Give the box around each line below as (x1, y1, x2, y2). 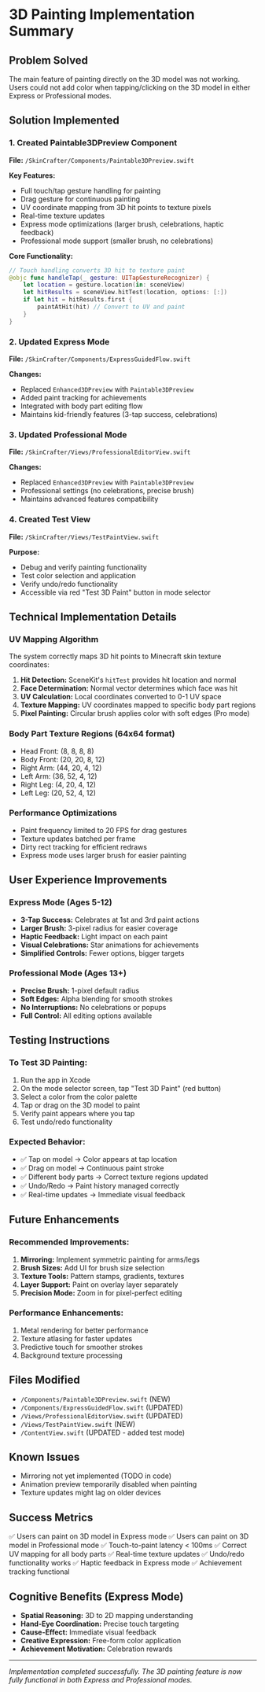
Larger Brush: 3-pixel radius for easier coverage (20, 923, 179, 933)
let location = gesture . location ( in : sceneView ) (23, 281, 186, 289)
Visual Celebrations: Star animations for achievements (20, 940, 200, 949)
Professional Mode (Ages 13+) (9, 968, 127, 979)
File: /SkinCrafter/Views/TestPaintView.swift (9, 532, 160, 541)
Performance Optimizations (9, 808, 117, 819)
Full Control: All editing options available (20, 1011, 153, 1020)
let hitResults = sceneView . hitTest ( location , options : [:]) (23, 289, 228, 297)
